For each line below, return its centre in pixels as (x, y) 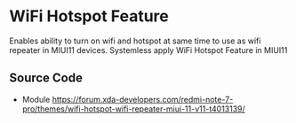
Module (36, 99)
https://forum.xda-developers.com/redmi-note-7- (143, 99)
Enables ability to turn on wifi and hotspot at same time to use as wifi (135, 41)
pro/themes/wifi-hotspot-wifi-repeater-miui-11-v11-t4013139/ (134, 109)
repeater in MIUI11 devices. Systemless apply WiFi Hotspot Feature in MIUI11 (148, 50)
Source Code (46, 78)
